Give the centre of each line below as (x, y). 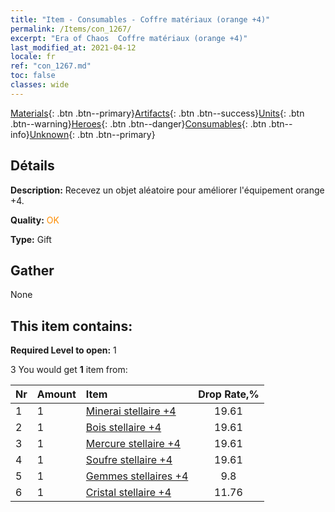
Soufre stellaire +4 (129, 460)
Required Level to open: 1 (63, 350)
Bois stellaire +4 (123, 428)
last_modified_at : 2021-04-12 (73, 47)
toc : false (33, 76)
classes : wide (40, 85)
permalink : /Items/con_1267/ (71, 29)
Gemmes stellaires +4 (137, 476)
